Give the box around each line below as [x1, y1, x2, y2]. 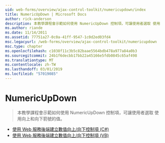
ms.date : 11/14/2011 [5, 30, 48, 35]
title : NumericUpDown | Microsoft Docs [5, 12, 87, 17]
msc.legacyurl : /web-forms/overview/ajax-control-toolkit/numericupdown [5, 39, 157, 44]
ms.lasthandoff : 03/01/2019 [5, 67, 63, 72]
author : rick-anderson [5, 16, 52, 21]
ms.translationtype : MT [5, 58, 54, 63]
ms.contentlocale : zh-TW [5, 62, 56, 67]
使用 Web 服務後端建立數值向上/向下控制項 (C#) [12, 126, 109, 132]
